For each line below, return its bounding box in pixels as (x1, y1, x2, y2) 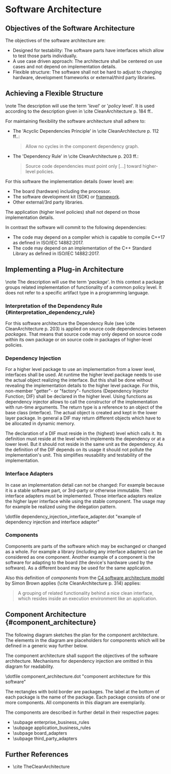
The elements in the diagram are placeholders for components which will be (5, 637, 165, 643)
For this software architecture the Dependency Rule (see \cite (5, 320, 135, 326)
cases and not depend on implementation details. (12, 64, 117, 69)
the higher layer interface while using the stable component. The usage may (5, 498, 166, 504)
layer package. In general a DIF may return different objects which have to (5, 415, 161, 421)
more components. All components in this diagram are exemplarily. (5, 699, 146, 705)
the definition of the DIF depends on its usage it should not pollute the (5, 446, 152, 453)
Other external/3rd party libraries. (12, 199, 84, 205)
